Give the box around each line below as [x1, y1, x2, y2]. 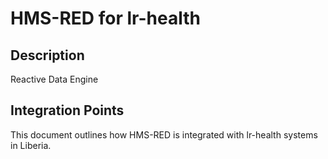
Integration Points [10, 102, 125, 119]
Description [10, 47, 85, 64]
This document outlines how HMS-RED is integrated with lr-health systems [10, 128, 318, 141]
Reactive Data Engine [10, 73, 99, 85]
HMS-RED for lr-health [10, 7, 201, 30]
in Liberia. [10, 139, 52, 151]
